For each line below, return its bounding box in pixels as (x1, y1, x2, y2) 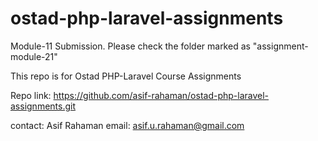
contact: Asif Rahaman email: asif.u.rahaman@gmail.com (10, 119, 245, 131)
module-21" (10, 50, 58, 62)
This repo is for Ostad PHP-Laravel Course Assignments (10, 70, 242, 82)
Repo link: (10, 89, 52, 101)
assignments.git (10, 100, 77, 112)
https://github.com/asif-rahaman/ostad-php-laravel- (53, 89, 270, 101)
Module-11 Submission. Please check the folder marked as (10, 40, 251, 52)
